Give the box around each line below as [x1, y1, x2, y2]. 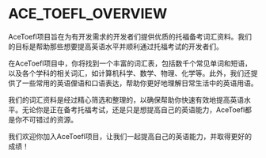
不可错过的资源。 [21, 115, 78, 124]
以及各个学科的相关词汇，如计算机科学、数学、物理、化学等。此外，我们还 [8, 68, 251, 77]
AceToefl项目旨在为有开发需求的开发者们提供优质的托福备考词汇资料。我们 [8, 32, 252, 41]
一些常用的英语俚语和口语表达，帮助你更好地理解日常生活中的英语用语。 [21, 78, 258, 88]
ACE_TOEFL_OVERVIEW [8, 5, 168, 23]
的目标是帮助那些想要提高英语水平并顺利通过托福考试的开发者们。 [8, 41, 223, 51]
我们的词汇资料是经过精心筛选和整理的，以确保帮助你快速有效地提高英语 [8, 95, 244, 104]
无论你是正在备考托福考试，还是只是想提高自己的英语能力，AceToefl [21, 104, 245, 115]
